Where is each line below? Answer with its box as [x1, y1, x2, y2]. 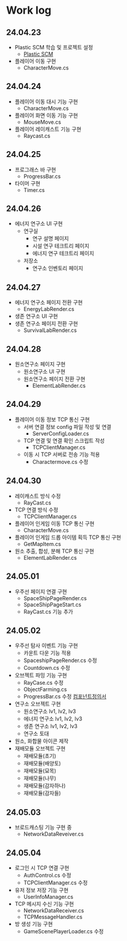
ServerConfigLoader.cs [32, 429, 89, 437]
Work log [6, 4, 51, 17]
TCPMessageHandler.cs [23, 913, 83, 920]
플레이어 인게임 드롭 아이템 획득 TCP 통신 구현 [14, 534, 121, 541]
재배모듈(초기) [23, 752, 57, 760]
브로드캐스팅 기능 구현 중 [14, 824, 72, 831]
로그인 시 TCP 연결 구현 [14, 864, 70, 871]
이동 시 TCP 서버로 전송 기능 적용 [23, 450, 100, 458]
